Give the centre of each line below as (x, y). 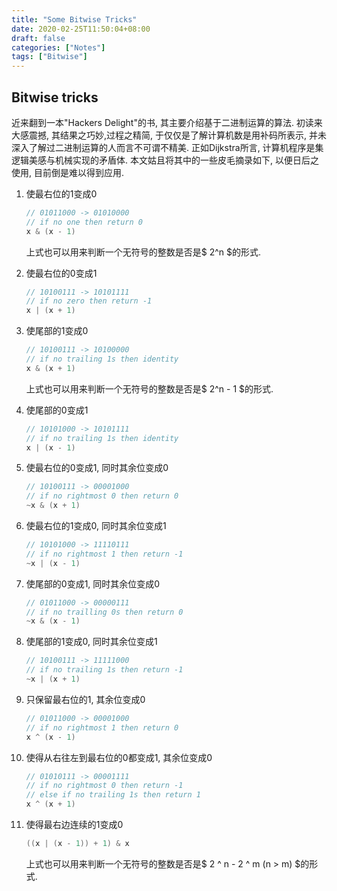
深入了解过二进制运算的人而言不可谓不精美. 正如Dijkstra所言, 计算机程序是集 (167, 147)
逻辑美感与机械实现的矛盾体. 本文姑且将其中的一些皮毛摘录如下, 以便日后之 (165, 160)
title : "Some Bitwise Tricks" (74, 19)
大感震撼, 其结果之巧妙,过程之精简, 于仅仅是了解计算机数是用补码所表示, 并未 (169, 135)
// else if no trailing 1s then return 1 (113, 795)
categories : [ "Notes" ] (58, 47)
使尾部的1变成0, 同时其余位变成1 (91, 642)
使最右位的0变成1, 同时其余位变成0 (97, 468)
